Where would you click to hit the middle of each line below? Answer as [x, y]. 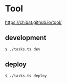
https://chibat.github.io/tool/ [33, 22]
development [26, 38]
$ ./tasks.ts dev [23, 49]
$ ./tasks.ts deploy [26, 76]
